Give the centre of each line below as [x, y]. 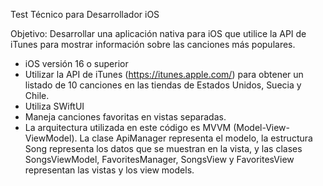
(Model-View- [262, 127]
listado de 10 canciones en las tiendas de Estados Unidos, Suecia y [163, 85]
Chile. [37, 95]
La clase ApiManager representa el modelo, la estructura [196, 138]
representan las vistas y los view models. [109, 170]
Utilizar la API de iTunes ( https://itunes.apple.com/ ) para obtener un [164, 74]
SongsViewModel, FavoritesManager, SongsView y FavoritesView [159, 159]
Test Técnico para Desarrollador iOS [85, 14]
